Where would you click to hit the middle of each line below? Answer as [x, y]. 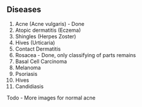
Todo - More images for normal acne [51, 98]
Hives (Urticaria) [35, 42]
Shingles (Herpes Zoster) [45, 36]
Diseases [24, 10]
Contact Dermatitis [38, 49]
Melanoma [28, 68]
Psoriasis [26, 73]
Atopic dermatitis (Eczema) [48, 30]
